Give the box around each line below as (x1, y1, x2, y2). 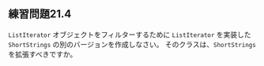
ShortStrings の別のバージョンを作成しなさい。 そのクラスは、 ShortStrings (8, 39, 257, 49)
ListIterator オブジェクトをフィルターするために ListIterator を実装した (8, 30, 251, 39)
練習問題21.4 (8, 7, 72, 21)
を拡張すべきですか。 (8, 49, 77, 59)
